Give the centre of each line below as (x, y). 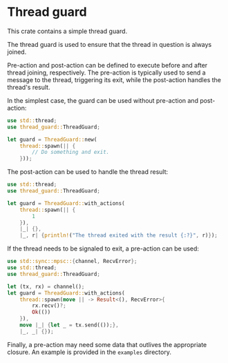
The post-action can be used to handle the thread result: (88, 172)
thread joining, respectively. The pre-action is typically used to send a (106, 72)
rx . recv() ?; (49, 306)
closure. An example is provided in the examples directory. (89, 352)
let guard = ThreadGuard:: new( (52, 139)
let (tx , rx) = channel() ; (46, 286)
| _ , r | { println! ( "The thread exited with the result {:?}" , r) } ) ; (118, 235)
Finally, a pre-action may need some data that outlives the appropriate (107, 344)
